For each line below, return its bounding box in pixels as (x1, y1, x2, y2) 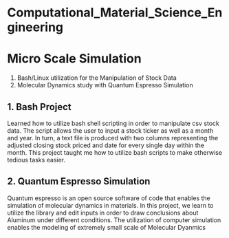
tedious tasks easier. (7, 155, 66, 164)
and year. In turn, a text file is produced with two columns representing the (7, 133, 219, 142)
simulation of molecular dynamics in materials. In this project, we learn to (7, 201, 215, 209)
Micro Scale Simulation (7, 51, 142, 67)
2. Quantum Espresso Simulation (7, 175, 151, 187)
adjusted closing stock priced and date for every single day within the (7, 141, 205, 149)
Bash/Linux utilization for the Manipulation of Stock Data (17, 74, 177, 82)
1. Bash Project (7, 101, 72, 113)
